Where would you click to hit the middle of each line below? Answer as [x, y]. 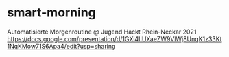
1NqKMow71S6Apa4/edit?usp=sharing [61, 46]
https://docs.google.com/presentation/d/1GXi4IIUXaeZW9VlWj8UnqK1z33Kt [114, 38]
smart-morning [51, 13]
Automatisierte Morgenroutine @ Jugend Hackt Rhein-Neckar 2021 [102, 32]
